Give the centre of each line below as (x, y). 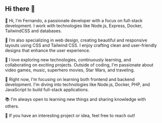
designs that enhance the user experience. (48, 50)
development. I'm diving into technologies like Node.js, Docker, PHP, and (77, 84)
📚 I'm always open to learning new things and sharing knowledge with (75, 99)
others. (12, 106)
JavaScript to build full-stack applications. (47, 89)
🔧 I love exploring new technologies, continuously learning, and (68, 60)
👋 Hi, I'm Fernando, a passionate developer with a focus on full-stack (74, 20)
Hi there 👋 (20, 9)
